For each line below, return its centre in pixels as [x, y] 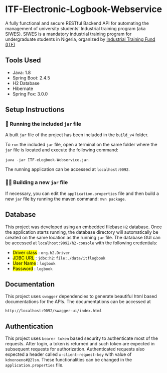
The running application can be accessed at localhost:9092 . [68, 169]
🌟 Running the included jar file [43, 124]
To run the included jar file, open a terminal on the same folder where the [81, 145]
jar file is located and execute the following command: [62, 150]
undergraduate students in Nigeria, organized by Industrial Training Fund [80, 39]
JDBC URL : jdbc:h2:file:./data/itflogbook [59, 258]
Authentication [29, 326]
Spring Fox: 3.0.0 [30, 94]
